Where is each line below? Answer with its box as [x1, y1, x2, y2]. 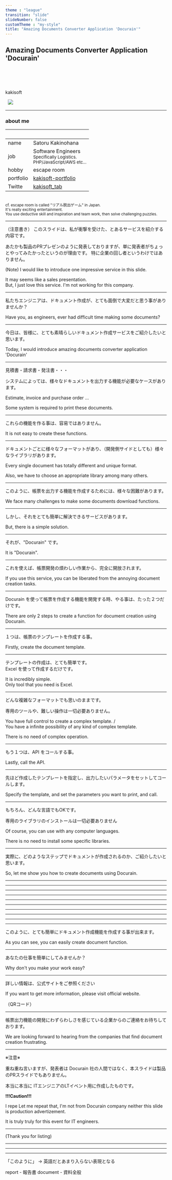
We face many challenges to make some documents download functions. [5, 498, 160, 504]
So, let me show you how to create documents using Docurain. [5, 870, 138, 876]
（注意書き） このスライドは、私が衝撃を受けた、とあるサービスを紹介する [5, 226, 164, 232]
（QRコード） [5, 1001, 34, 1007]
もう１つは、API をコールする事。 [5, 749, 77, 755]
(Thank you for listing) [5, 1133, 52, 1139]
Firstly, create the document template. [5, 644, 86, 650]
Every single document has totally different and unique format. [5, 463, 137, 469]
